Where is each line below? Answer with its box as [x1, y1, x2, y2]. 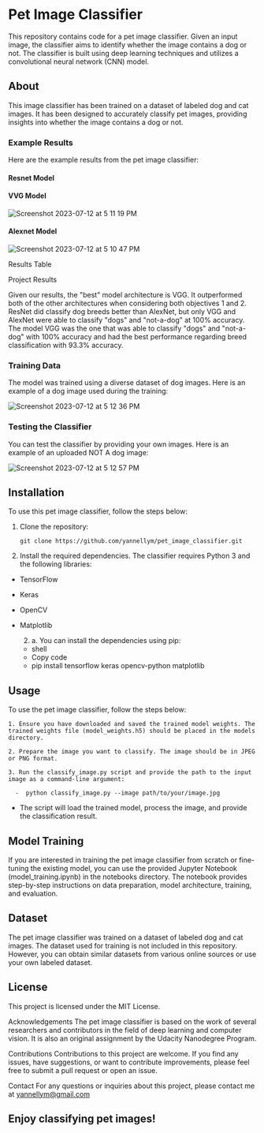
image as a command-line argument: [8, 776, 125, 783]
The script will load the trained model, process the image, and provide [19, 803, 247, 813]
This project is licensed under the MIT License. [8, 1001, 161, 1011]
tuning [8, 864, 29, 873]
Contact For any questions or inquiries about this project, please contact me [8, 1081, 255, 1090]
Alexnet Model [8, 226, 58, 236]
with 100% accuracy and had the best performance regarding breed [26, 332, 247, 342]
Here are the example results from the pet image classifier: [8, 155, 199, 165]
